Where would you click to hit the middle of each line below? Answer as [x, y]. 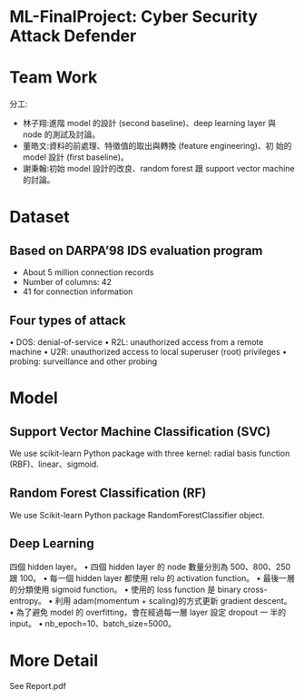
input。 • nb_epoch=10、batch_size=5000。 [93, 623]
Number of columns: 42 [67, 282]
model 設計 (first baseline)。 [75, 157]
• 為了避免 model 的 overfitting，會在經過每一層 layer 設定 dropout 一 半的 [148, 612]
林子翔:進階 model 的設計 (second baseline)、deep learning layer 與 [149, 123]
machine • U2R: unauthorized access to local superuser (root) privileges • [148, 351]
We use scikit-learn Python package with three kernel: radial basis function [150, 453]
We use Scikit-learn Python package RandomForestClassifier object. [137, 515]
